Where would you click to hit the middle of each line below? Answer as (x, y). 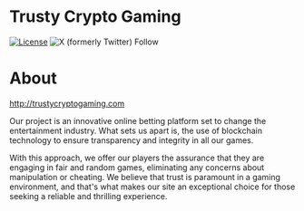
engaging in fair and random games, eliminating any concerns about (137, 167)
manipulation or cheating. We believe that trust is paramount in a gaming (145, 177)
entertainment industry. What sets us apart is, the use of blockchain (136, 130)
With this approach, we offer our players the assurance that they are (137, 158)
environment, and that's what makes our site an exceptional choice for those (152, 187)
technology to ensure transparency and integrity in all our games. (132, 140)
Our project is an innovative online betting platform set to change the (138, 120)
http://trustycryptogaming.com (67, 103)
